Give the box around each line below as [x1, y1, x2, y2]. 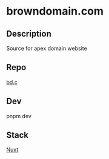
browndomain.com [6, 4, 104, 18]
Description [6, 29, 51, 39]
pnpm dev [6, 112, 31, 119]
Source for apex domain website [6, 44, 88, 52]
